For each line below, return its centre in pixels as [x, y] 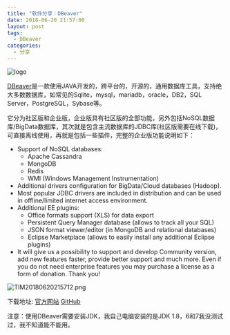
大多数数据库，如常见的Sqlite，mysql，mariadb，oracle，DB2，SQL [105, 95]
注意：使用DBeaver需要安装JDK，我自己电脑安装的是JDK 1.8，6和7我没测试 [115, 316]
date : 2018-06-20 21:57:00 [46, 20]
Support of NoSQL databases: [60, 149]
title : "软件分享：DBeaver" [45, 13]
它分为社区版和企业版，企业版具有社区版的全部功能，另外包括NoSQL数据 [111, 117]
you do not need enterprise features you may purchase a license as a [116, 266]
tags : [15, 33]
